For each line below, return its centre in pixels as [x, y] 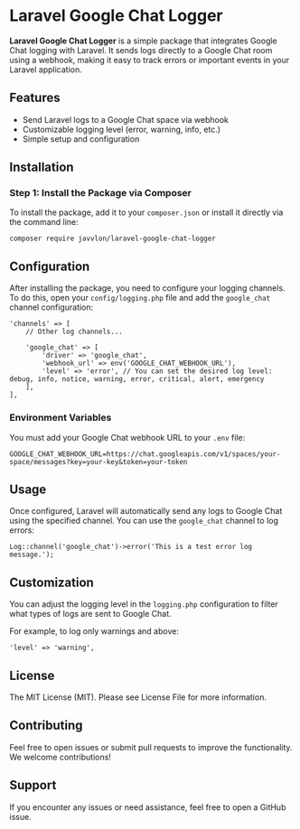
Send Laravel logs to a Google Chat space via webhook [125, 119]
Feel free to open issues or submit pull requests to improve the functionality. [151, 747]
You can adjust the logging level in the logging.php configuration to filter [144, 604]
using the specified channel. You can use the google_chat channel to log [144, 521]
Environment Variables [61, 418]
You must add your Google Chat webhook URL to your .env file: [127, 437]
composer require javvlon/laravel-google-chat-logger [113, 239]
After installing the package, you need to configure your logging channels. [148, 288]
